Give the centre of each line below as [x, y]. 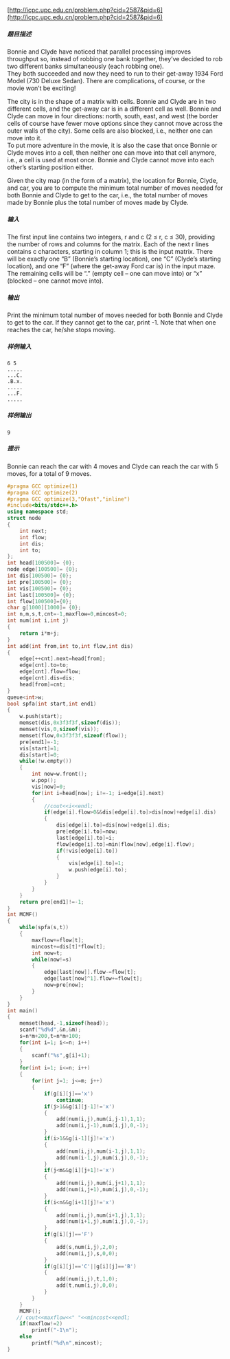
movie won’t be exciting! [42, 88]
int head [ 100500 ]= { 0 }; [41, 563]
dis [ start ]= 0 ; [39, 755]
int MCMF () [23, 915]
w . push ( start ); [41, 717]
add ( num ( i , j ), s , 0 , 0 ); [87, 1253]
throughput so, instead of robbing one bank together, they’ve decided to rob [115, 58]
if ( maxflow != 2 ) [41, 1324]
